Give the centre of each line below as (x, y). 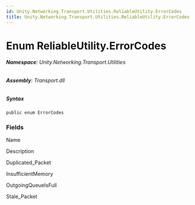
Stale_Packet (22, 197)
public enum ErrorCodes (35, 112)
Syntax (15, 98)
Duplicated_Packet (29, 163)
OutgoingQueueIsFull (32, 185)
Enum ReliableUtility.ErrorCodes (86, 46)
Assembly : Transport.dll (36, 80)
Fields (15, 127)
